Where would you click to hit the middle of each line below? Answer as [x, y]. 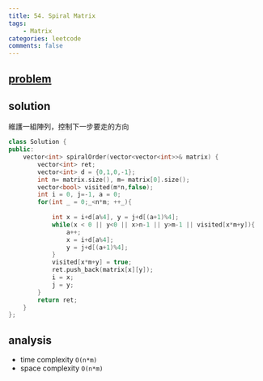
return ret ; [58, 300]
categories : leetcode [45, 38]
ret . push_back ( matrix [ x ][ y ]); [102, 270]
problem [30, 79]
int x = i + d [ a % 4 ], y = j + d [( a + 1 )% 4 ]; [115, 218]
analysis [30, 340]
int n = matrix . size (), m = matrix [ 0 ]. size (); [114, 180]
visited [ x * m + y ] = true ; [91, 262]
